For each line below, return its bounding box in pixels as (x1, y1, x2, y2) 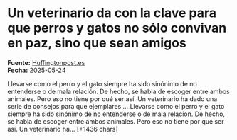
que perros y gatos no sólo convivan (7, 20, 227, 36)
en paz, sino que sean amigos (7, 35, 186, 51)
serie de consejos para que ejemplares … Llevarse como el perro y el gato (7, 102, 225, 110)
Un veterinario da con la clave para (7, 5, 217, 21)
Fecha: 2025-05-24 (7, 66, 66, 74)
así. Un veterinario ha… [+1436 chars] (7, 124, 119, 133)
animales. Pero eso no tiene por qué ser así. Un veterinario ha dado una (7, 94, 218, 103)
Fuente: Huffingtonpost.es (7, 58, 85, 66)
